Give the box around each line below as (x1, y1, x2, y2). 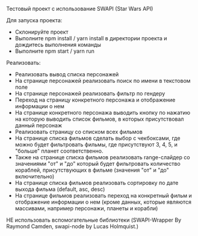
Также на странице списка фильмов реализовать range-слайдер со (14, 154, 191, 161)
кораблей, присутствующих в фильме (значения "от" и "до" (14, 166, 170, 174)
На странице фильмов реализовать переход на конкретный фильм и (14, 192, 193, 199)
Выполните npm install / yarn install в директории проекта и (14, 35, 167, 41)
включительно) (14, 173, 55, 180)
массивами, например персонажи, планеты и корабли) (14, 205, 158, 212)
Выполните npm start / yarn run (14, 47, 94, 55)
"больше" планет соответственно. (14, 147, 104, 154)
